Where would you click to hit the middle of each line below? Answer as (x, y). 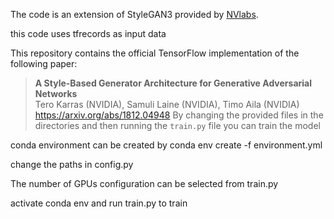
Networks (56, 93)
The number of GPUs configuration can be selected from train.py (144, 183)
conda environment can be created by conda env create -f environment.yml (166, 145)
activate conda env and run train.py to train (99, 203)
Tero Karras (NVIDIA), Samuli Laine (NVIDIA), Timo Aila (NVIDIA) (167, 104)
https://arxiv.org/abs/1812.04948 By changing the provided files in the (179, 115)
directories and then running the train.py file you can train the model (177, 125)
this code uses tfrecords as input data (88, 33)
